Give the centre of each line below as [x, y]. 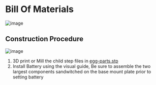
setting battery [28, 77]
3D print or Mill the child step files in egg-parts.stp [65, 61]
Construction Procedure [44, 39]
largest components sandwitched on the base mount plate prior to [82, 71]
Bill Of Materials [39, 9]
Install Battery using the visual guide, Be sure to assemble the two [82, 66]
